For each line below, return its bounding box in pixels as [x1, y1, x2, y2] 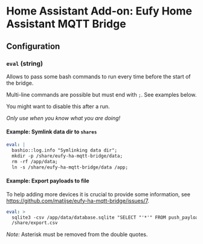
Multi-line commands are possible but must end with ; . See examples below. [6, 91, 197, 98]
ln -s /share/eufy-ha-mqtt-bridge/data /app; [11, 164, 129, 170]
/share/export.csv [11, 220, 59, 226]
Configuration [6, 41, 60, 51]
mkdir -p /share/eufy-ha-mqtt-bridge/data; [11, 153, 123, 159]
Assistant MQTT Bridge [6, 17, 126, 31]
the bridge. [6, 79, 34, 86]
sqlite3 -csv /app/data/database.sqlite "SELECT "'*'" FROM [11, 214, 166, 220]
